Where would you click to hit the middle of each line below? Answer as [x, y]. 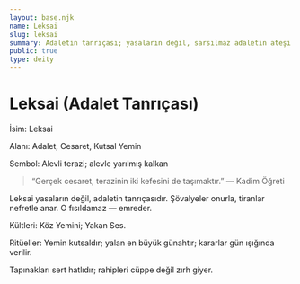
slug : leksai [34, 34]
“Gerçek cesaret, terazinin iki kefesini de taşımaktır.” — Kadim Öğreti [158, 181]
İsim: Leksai [31, 129]
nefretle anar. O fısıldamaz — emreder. [81, 208]
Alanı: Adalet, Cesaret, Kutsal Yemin [75, 146]
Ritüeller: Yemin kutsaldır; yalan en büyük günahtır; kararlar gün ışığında [142, 243]
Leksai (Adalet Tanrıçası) [104, 104]
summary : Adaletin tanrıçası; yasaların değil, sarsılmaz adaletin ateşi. [152, 43]
